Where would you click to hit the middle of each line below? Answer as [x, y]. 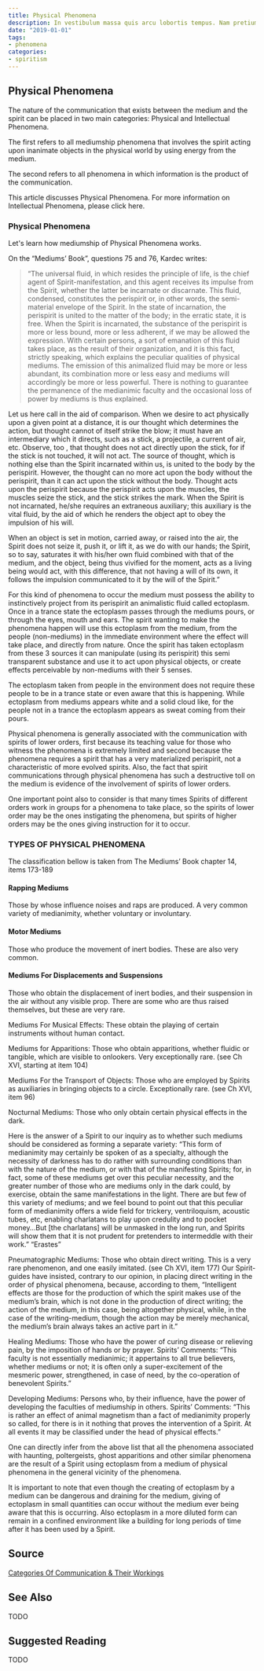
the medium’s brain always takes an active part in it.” [93, 1326]
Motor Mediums [35, 932]
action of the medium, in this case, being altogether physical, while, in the [127, 1310]
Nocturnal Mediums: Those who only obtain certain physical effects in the [128, 1112]
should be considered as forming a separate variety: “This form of [115, 1144]
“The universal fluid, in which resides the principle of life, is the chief [138, 273]
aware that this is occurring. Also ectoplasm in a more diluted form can [123, 1512]
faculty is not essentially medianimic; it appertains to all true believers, [122, 1358]
